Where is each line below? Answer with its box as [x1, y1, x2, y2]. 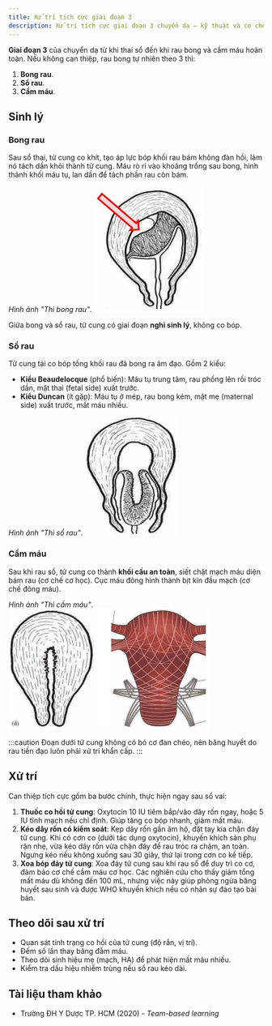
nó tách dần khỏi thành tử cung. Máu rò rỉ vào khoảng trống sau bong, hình [8, 161, 259, 171]
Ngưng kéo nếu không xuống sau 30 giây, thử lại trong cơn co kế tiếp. [19, 849, 253, 859]
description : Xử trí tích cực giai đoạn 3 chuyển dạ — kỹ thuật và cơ [8, 21, 252, 30]
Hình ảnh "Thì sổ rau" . [8, 528, 83, 538]
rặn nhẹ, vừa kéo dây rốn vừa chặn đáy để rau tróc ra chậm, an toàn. [19, 841, 249, 851]
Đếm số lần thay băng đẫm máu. [19, 947, 129, 956]
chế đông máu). [8, 584, 62, 593]
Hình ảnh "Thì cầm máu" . [8, 600, 94, 609]
